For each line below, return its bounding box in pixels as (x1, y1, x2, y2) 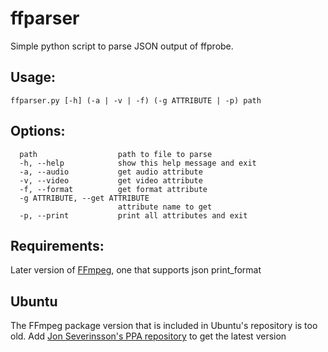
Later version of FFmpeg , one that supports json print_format (10, 264, 262, 276)
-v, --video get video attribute (19, 175, 203, 186)
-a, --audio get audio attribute (19, 167, 203, 177)
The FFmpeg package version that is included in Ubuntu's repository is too (10, 320, 318, 332)
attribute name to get (117, 202, 213, 212)
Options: (10, 123, 66, 140)
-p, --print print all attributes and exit (19, 210, 248, 221)
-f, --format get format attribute (19, 184, 208, 194)
